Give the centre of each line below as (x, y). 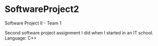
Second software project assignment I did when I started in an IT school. (79, 32)
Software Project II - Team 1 (33, 23)
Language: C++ (21, 38)
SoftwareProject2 (42, 9)
